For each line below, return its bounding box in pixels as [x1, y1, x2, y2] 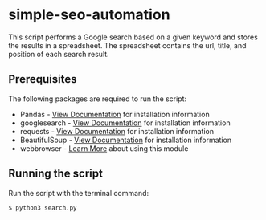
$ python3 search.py [8, 203, 78, 212]
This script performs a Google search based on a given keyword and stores [8, 32, 259, 42]
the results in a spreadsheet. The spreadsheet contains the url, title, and [8, 40, 247, 50]
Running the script [8, 167, 103, 181]
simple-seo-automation [8, 6, 170, 24]
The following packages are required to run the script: [8, 94, 187, 104]
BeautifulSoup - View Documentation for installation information [19, 135, 231, 145]
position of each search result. [8, 49, 110, 59]
